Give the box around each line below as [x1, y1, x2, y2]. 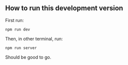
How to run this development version [5, 4, 123, 12]
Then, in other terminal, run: [5, 35, 63, 41]
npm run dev [5, 27, 30, 32]
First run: [5, 17, 24, 23]
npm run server [5, 45, 37, 50]
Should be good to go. [5, 54, 52, 60]
